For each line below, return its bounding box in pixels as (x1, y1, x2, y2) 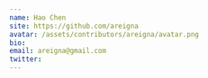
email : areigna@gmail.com (9, 47, 106, 56)
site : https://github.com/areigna (9, 22, 140, 30)
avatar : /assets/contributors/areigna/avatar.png (9, 30, 200, 39)
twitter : (9, 55, 42, 64)
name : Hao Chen (9, 13, 67, 22)
